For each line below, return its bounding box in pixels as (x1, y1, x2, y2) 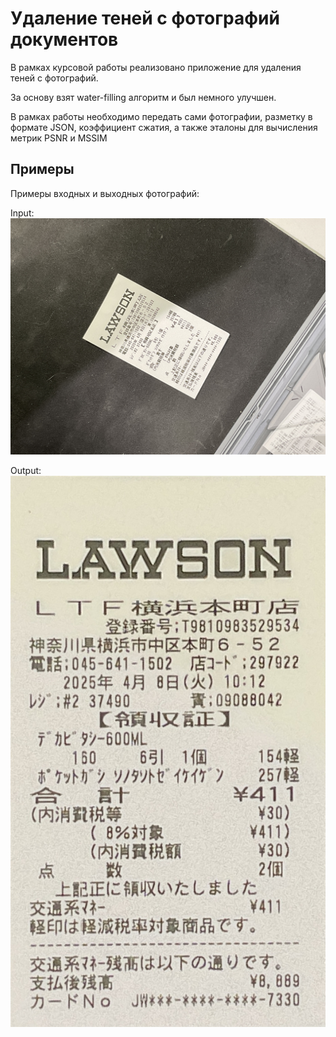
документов (10, 28, 119, 51)
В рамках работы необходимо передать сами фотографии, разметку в (10, 110, 313, 122)
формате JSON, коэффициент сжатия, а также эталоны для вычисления (10, 121, 318, 133)
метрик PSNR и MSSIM (10, 132, 108, 144)
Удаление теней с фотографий (10, 7, 280, 30)
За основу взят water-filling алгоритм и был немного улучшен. (10, 91, 277, 103)
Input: (10, 207, 35, 219)
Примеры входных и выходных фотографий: (10, 187, 200, 199)
